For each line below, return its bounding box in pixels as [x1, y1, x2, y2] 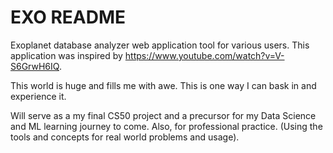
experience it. [10, 90, 67, 102]
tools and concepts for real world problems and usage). [10, 131, 240, 143]
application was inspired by [10, 49, 123, 61]
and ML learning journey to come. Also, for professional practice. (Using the [10, 120, 323, 132]
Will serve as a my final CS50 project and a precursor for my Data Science [10, 109, 317, 121]
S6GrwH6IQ [10, 60, 60, 72]
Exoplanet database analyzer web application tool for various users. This [10, 39, 310, 51]
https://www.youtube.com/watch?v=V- [124, 49, 285, 61]
